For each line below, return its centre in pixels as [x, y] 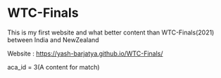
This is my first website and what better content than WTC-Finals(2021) [111, 32]
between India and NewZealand [53, 39]
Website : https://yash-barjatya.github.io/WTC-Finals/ [85, 53]
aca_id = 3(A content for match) [53, 67]
